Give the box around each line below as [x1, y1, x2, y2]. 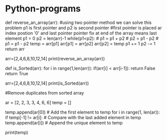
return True [5, 70, 28, 76]
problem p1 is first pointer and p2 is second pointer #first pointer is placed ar [5, 24, 162, 30]
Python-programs [5, 3, 81, 14]
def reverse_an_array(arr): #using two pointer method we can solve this [5, 19, 152, 25]
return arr [5, 46, 25, 52]
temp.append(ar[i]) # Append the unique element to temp [5, 120, 123, 126]
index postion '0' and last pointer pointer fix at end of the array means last [5, 30, 157, 36]
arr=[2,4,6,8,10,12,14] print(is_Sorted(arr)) [5, 80, 89, 86]
